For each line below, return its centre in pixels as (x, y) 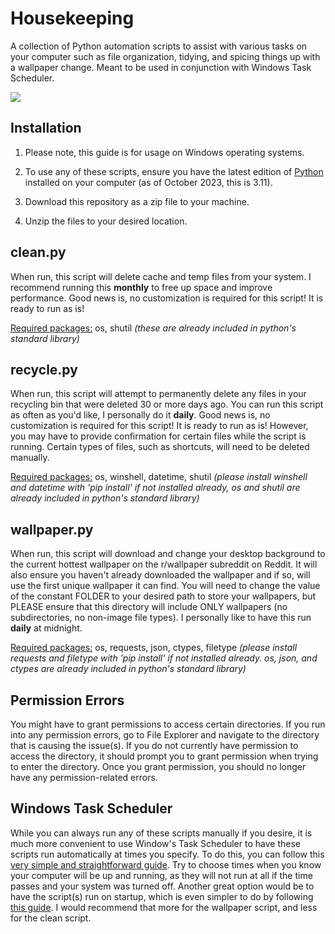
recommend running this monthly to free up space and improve (141, 287)
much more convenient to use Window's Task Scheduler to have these (155, 843)
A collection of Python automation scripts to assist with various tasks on (159, 46)
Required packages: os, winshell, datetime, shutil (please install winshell (159, 477)
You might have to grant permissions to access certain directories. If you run (168, 724)
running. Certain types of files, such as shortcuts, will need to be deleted (160, 447)
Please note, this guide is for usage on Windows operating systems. (164, 152)
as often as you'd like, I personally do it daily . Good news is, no (140, 415)
